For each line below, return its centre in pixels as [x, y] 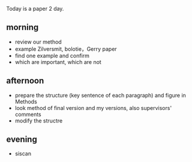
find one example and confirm [52, 56]
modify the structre [39, 120]
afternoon [25, 81]
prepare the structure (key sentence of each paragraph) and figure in [100, 95]
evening [22, 140]
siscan [23, 154]
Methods [26, 102]
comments [28, 114]
